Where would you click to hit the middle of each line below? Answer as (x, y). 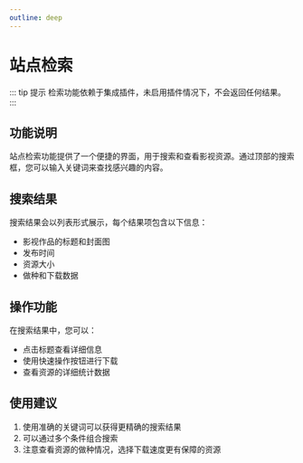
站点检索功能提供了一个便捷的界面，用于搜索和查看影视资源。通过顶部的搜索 (152, 156)
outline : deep (36, 18)
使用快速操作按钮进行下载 (70, 361)
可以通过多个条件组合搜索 (70, 438)
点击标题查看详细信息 (62, 350)
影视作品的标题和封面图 (66, 241)
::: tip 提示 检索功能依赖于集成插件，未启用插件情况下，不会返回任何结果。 (148, 92)
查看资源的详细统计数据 (66, 372)
